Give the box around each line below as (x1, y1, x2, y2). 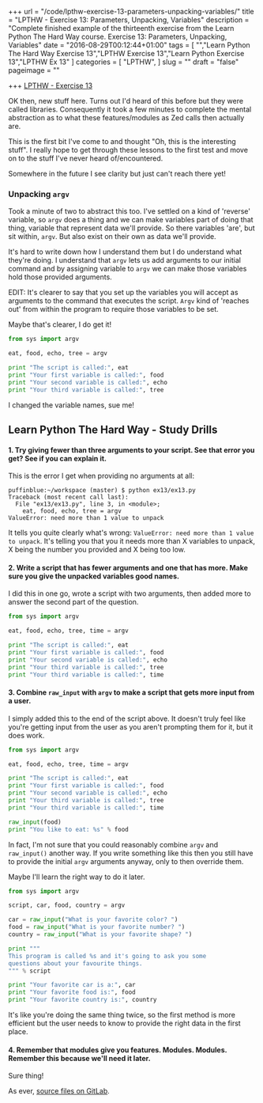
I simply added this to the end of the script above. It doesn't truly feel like (8, 714, 246, 723)
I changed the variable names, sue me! (8, 400, 134, 410)
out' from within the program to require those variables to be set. (8, 305, 219, 314)
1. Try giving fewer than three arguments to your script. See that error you (8, 445, 255, 454)
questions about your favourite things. (8, 959, 144, 968)
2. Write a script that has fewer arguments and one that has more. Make (8, 563, 249, 572)
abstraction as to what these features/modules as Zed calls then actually (8, 113, 245, 122)
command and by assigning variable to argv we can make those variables (8, 264, 247, 274)
